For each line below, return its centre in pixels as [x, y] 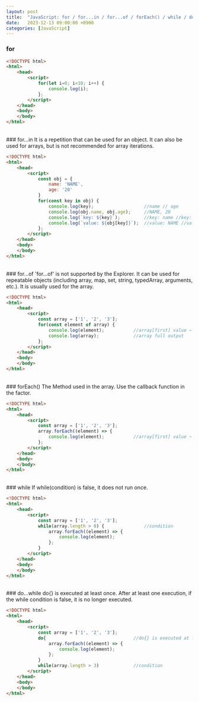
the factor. [19, 393]
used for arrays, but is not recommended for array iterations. [80, 146]
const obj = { [55, 179]
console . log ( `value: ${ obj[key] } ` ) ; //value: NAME [113, 223]
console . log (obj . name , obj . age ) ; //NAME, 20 [109, 212]
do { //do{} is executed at [113, 638]
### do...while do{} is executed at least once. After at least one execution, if [99, 593]
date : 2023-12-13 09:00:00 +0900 [50, 23]
